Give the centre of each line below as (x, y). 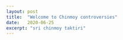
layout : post (22, 11)
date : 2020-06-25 (30, 22)
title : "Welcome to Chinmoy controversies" (62, 17)
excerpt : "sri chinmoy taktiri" (46, 28)
